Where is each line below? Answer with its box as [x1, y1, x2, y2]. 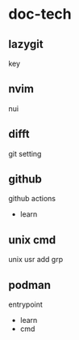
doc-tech [8, 5, 72, 24]
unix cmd [8, 233, 56, 247]
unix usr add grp [8, 255, 63, 265]
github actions [8, 194, 56, 204]
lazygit [8, 37, 44, 51]
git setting [8, 148, 42, 158]
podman [8, 278, 51, 292]
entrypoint [8, 299, 43, 309]
